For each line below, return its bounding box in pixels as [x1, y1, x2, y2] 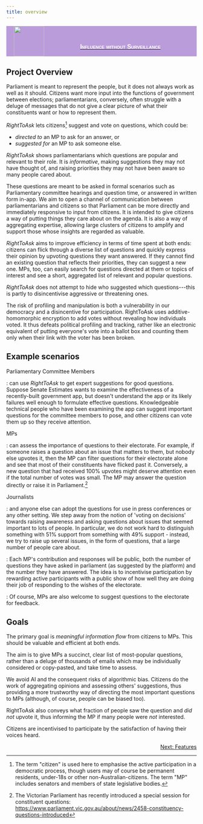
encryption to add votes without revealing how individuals [42, 315, 186, 322]
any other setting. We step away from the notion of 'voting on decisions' [6, 511, 186, 519]
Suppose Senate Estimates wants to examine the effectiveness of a [6, 386, 174, 393]
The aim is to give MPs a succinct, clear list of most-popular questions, [6, 651, 183, 658]
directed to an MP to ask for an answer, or [14, 133, 120, 141]
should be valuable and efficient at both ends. [6, 640, 121, 647]
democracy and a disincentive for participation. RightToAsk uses [6, 308, 167, 316]
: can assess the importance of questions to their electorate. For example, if [6, 441, 195, 449]
